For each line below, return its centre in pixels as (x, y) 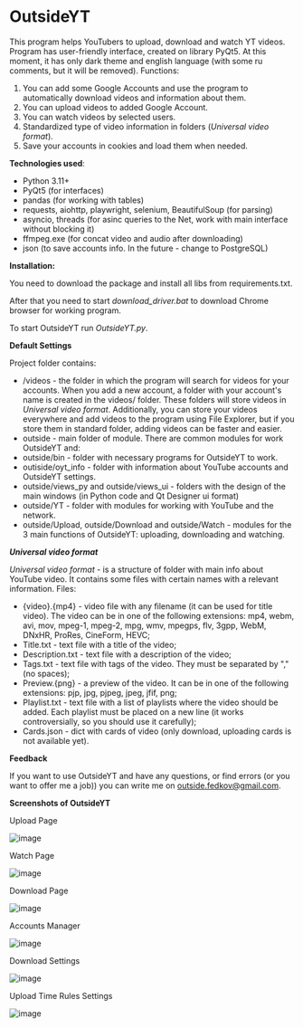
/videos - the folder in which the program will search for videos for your (156, 380)
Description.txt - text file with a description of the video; (127, 654)
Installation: (33, 265)
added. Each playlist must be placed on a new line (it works (133, 711)
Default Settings (41, 345)
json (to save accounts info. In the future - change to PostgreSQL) (145, 248)
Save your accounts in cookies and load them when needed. (135, 146)
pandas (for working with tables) (83, 200)
